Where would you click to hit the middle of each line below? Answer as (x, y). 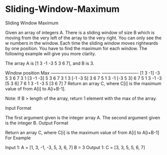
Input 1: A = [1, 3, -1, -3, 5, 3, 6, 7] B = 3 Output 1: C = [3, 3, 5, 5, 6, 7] (75, 147)
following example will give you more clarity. (51, 54)
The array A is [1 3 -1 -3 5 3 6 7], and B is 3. (50, 63)
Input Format (18, 108)
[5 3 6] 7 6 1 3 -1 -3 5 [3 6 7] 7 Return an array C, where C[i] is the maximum (83, 83)
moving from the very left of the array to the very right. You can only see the (83, 38)
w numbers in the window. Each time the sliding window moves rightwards (82, 43)
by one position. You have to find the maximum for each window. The (76, 48)
